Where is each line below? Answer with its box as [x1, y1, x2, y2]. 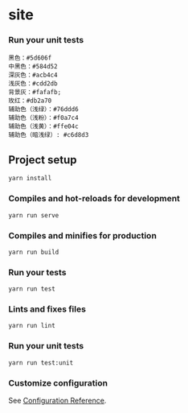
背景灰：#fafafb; [8, 89, 62, 97]
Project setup [8, 153, 78, 167]
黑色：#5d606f [8, 54, 52, 62]
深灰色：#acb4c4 [8, 71, 58, 80]
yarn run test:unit [8, 358, 74, 367]
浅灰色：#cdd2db [8, 80, 58, 88]
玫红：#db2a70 [8, 97, 52, 105]
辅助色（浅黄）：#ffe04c [8, 122, 79, 130]
